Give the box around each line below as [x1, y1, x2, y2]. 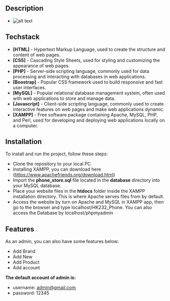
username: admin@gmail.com [12, 285, 76, 291]
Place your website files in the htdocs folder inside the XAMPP [12, 188, 145, 194]
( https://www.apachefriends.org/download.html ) [12, 172, 115, 178]
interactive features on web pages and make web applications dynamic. [12, 106, 165, 112]
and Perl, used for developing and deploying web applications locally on [12, 117, 165, 123]
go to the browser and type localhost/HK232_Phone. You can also [12, 205, 153, 211]
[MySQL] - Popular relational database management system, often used [12, 90, 165, 96]
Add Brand [12, 248, 36, 254]
